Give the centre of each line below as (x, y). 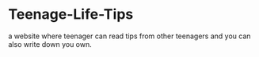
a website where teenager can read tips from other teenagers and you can (129, 36)
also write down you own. (50, 44)
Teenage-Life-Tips (71, 14)
